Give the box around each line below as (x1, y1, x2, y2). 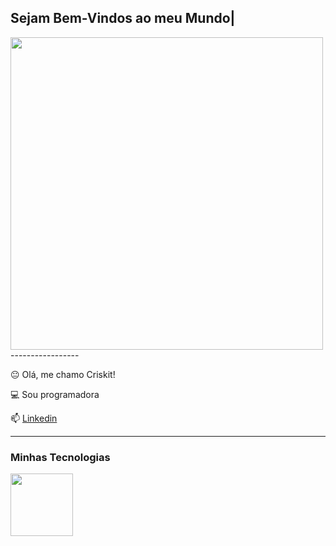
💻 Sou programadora (10, 388, 100, 400)
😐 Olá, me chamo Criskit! (10, 368, 116, 380)
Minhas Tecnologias (10, 450, 111, 464)
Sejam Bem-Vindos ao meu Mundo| (10, 10, 236, 27)
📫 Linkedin (10, 412, 58, 424)
